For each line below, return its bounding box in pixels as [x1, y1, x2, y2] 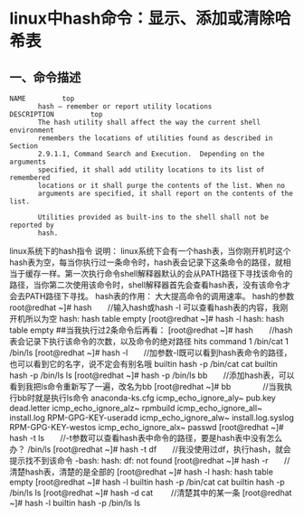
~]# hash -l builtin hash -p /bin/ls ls [9, 498, 141, 508]
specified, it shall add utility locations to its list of [37, 165, 265, 174]
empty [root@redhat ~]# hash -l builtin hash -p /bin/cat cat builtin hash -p [9, 476, 285, 487]
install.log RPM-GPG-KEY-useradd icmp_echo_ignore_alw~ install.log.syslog [9, 412, 294, 423]
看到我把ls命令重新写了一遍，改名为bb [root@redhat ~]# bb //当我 [9, 381, 285, 391]
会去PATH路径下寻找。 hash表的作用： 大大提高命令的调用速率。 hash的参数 [9, 291, 295, 301]
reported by [9, 221, 54, 230]
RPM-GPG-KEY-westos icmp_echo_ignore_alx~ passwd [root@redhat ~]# [9, 422, 284, 432]
